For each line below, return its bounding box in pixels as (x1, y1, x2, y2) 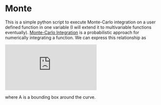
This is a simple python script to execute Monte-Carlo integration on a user (5, 19, 156, 25)
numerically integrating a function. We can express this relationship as (5, 35, 146, 41)
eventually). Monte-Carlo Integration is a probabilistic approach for (5, 29, 140, 35)
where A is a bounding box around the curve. (5, 94, 96, 100)
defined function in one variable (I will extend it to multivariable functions (5, 24, 152, 30)
